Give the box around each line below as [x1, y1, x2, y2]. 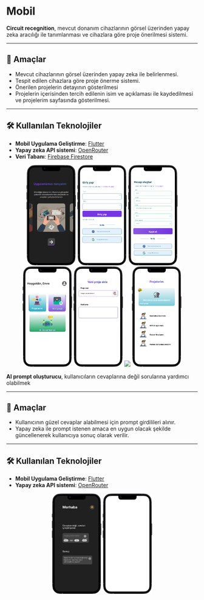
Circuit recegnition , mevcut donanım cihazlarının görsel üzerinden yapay [6, 24, 190, 32]
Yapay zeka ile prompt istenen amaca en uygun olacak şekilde [15, 425, 171, 432]
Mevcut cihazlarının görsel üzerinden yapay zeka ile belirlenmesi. [15, 70, 178, 77]
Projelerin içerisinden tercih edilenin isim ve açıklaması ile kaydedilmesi [15, 90, 193, 97]
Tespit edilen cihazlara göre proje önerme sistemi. [15, 77, 140, 84]
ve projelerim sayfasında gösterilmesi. [15, 96, 110, 104]
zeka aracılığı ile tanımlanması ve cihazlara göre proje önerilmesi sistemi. [6, 30, 188, 38]
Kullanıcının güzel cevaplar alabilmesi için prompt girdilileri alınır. [15, 419, 176, 426]
